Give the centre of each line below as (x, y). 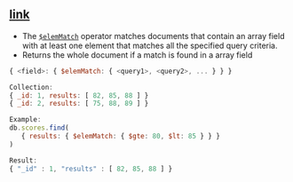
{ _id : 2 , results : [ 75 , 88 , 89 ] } (79, 104)
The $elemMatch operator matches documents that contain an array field (153, 36)
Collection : (31, 87)
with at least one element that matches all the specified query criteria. (150, 45)
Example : (25, 120)
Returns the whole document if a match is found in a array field (137, 55)
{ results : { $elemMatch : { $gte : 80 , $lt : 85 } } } (120, 137)
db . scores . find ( (39, 128)
